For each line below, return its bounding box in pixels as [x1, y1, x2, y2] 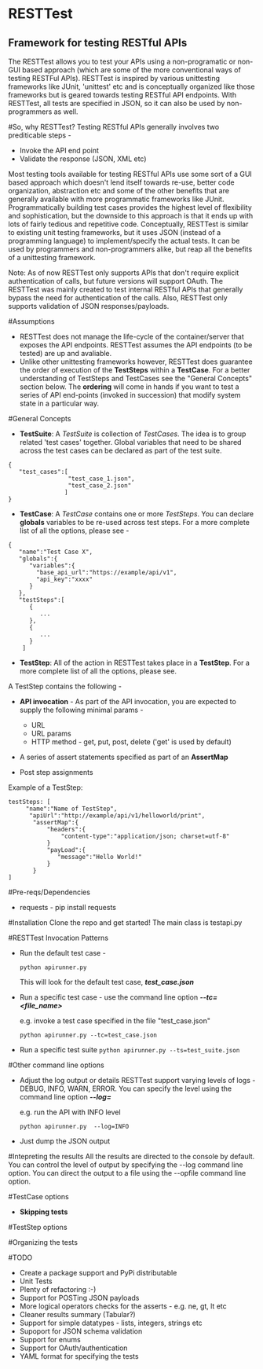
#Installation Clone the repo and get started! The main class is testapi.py [8, 918, 243, 927]
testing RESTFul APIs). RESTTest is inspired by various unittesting [8, 74, 221, 83]
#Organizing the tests [8, 1238, 79, 1246]
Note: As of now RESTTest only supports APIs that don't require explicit [8, 268, 239, 277]
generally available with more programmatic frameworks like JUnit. [8, 194, 225, 204]
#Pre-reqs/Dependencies [8, 887, 90, 897]
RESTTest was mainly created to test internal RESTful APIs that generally [8, 284, 243, 294]
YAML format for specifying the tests [19, 1352, 139, 1360]
